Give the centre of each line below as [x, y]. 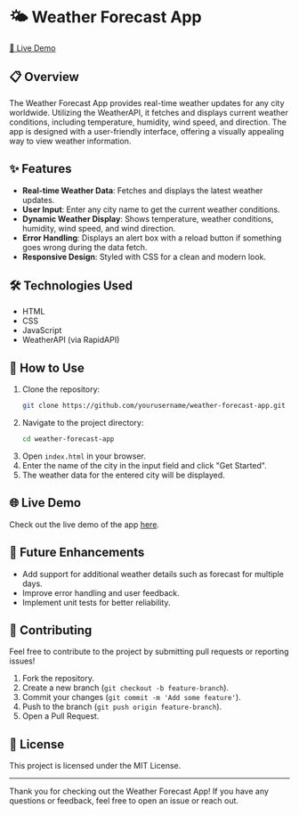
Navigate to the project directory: [83, 423]
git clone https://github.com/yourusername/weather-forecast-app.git [154, 406]
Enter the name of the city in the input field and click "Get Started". [144, 465]
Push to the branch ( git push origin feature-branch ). [122, 707]
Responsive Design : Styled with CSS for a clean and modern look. [144, 257]
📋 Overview [44, 77]
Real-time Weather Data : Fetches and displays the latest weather [142, 190]
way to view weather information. [70, 141]
